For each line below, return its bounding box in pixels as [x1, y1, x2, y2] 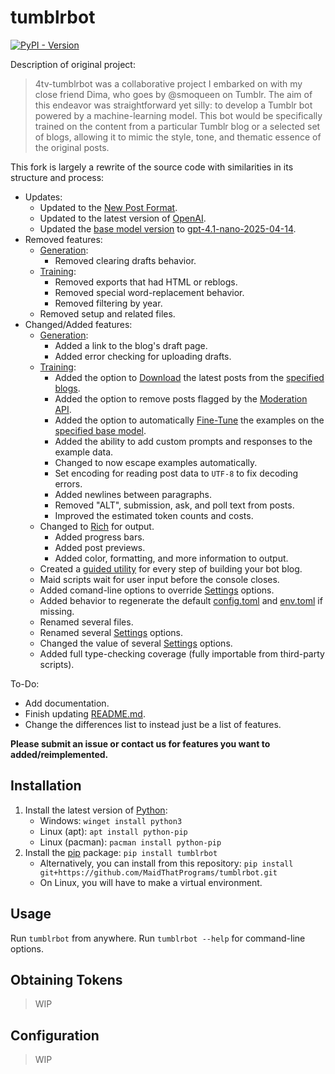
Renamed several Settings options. [39, 626, 184, 638]
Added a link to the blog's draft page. [54, 339, 208, 351]
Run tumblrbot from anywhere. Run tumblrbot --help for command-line [10, 932, 306, 944]
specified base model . [54, 424, 147, 436]
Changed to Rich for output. [39, 520, 155, 532]
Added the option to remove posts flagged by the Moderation [54, 392, 308, 405]
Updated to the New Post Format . [39, 201, 178, 213]
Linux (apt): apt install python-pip [39, 825, 188, 837]
